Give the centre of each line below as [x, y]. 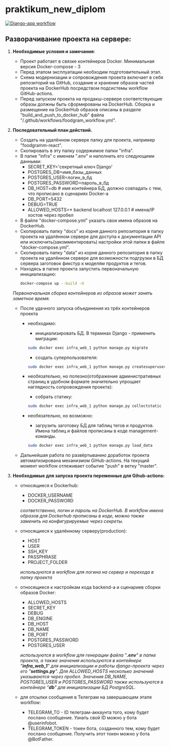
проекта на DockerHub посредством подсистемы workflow [84, 88]
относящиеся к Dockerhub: [49, 486]
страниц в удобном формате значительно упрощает [84, 382]
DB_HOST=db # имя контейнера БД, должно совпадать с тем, [95, 188]
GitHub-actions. [37, 93]
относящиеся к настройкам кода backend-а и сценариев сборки [90, 587]
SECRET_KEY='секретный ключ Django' [70, 167]
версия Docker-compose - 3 [50, 66]
